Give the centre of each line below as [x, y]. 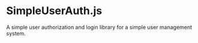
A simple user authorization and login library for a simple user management [99, 27]
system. [16, 33]
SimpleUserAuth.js [54, 11]
